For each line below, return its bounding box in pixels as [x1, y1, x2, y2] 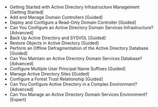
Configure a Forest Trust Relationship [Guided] [9, 76, 104, 82]
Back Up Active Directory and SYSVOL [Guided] [9, 35, 106, 41]
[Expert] [9, 97, 26, 102]
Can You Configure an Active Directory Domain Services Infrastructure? [9, 25, 154, 31]
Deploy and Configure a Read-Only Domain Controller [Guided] [9, 19, 136, 25]
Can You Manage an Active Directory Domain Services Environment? [9, 92, 148, 97]
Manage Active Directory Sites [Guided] [9, 71, 90, 76]
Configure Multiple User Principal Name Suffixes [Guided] [9, 66, 125, 72]
